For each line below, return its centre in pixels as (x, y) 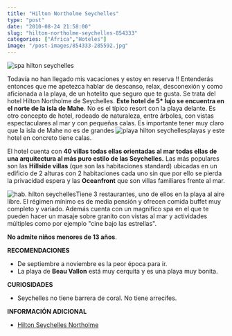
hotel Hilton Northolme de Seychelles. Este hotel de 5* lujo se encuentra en (116, 101)
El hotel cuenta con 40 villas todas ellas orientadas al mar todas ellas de (112, 151)
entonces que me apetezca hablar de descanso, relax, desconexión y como (115, 86)
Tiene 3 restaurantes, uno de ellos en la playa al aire (150, 194)
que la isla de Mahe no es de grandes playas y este (116, 130)
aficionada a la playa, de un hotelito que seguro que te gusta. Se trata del (111, 94)
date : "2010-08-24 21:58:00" (49, 26)
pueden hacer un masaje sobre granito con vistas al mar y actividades (107, 216)
